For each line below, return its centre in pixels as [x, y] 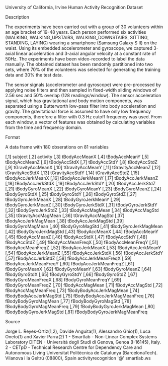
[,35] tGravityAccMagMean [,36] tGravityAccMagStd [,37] [65, 215]
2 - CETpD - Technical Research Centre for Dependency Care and [74, 347]
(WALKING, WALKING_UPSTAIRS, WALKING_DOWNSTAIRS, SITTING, [77, 38]
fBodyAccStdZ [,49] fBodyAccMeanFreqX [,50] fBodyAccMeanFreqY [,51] [82, 242]
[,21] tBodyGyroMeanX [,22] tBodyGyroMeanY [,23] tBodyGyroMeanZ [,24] [83, 189]
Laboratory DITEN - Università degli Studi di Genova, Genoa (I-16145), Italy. [83, 342]
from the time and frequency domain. [44, 127]
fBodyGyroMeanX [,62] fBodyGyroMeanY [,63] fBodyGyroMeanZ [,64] [78, 269]
